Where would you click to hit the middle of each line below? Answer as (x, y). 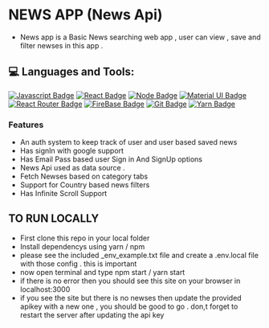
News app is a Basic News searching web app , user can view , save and (140, 37)
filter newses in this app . (61, 45)
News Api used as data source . (73, 168)
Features (26, 125)
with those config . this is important (78, 264)
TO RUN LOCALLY (54, 219)
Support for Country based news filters (85, 185)
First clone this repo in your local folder (85, 238)
